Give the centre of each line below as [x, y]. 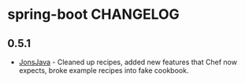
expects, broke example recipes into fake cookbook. [104, 70]
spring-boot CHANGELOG [94, 14]
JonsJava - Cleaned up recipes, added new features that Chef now [128, 62]
